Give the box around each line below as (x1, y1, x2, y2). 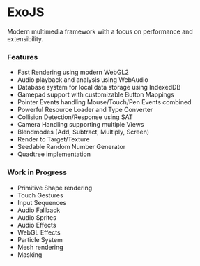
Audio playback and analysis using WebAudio (17, 76, 148, 84)
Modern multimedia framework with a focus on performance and (7, 27, 193, 36)
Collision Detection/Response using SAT (17, 113, 133, 121)
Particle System (17, 235, 63, 244)
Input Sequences (17, 198, 67, 206)
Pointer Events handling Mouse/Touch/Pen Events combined (17, 98, 192, 106)
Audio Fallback (17, 206, 61, 214)
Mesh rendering (17, 243, 64, 251)
